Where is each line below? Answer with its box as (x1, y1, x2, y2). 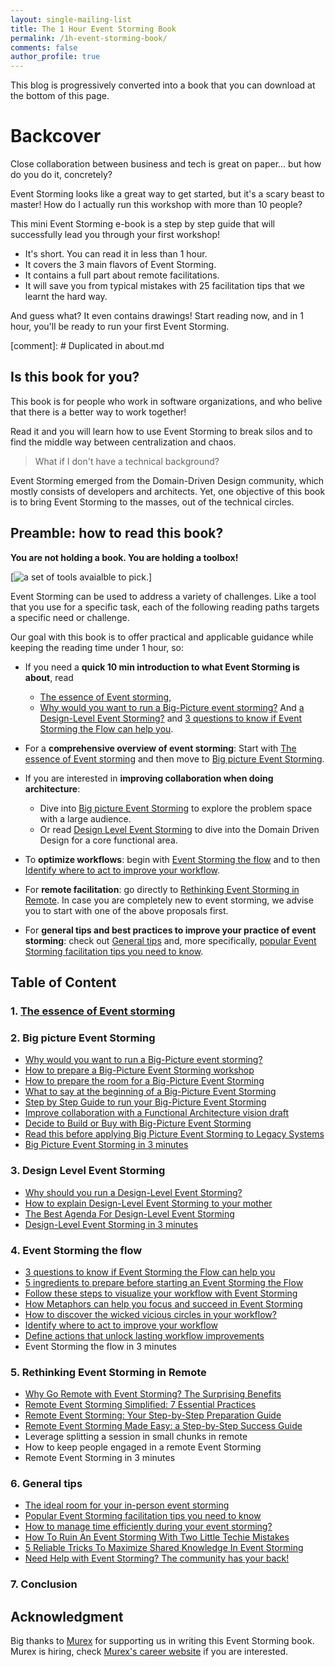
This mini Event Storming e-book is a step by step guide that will (10, 218, 276, 230)
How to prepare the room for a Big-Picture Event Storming (24, 1075, 265, 1087)
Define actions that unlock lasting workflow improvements (24, 1329, 265, 1341)
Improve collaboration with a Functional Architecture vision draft (24, 1107, 290, 1119)
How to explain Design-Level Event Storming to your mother (24, 1197, 273, 1209)
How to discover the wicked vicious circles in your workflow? (24, 1308, 277, 1320)
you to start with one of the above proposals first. (24, 904, 229, 916)
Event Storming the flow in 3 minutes (24, 1340, 177, 1352)
